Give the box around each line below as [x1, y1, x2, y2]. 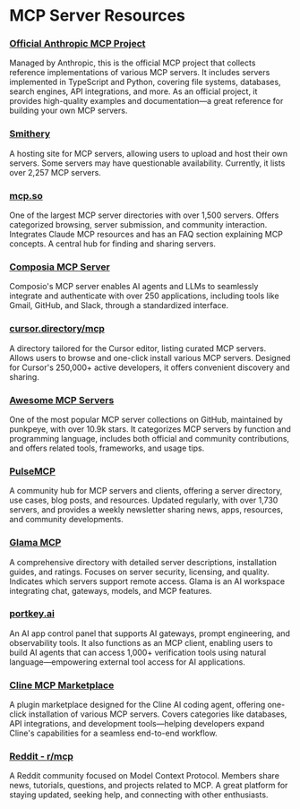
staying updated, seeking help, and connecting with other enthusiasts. [9, 789, 269, 800]
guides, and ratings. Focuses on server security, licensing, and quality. [9, 566, 270, 577]
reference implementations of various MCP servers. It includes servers [9, 67, 270, 78]
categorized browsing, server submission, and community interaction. [9, 219, 268, 230]
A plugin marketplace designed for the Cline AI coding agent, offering [9, 700, 266, 710]
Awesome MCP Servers [9, 393, 115, 406]
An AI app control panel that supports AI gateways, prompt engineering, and [9, 628, 291, 639]
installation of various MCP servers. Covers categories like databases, [28, 709, 287, 719]
